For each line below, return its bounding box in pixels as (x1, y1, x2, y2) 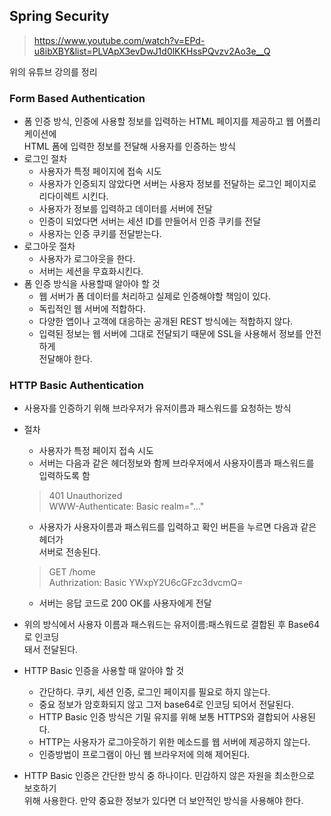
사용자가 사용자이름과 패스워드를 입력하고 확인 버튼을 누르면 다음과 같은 (38, 521, 317, 533)
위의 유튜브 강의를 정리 (9, 65, 98, 78)
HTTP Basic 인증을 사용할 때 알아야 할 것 (23, 665, 185, 677)
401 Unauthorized (48, 490, 123, 502)
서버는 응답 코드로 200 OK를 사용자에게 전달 (38, 597, 212, 609)
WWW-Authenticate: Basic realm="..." (48, 500, 205, 513)
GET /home (48, 566, 96, 578)
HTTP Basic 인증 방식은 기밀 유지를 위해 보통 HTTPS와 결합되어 (38, 711, 290, 723)
